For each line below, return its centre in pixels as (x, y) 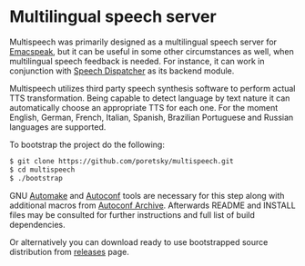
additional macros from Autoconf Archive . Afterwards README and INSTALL (152, 205)
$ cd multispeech (42, 170)
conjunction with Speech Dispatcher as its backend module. (122, 71)
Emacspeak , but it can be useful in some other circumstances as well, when (152, 51)
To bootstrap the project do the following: (87, 144)
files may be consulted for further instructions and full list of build (132, 214)
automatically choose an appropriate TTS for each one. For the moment (144, 107)
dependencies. (37, 224)
